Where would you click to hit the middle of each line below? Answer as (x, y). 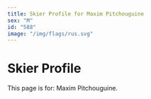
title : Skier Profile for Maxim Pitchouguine (75, 14)
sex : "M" (20, 21)
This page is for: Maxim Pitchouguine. (63, 88)
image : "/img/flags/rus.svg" (50, 34)
